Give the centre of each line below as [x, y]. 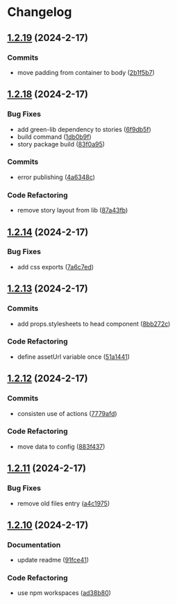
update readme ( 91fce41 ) [53, 560]
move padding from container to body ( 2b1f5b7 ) [86, 72]
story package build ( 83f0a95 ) [61, 144]
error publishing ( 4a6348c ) [56, 177]
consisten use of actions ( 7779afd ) [67, 413]
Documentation [34, 544]
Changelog [40, 12]
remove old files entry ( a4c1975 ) [63, 503]
